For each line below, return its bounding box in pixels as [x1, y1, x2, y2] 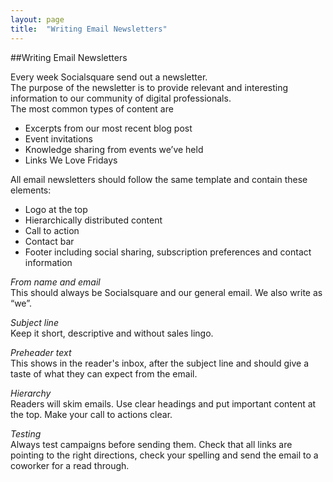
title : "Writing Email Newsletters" [10, 24, 168, 34]
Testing [10, 427, 42, 440]
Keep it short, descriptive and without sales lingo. [10, 327, 214, 339]
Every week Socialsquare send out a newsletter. [10, 71, 208, 83]
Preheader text [10, 346, 72, 358]
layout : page [10, 14, 65, 25]
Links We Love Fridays [24, 154, 118, 166]
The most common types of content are [10, 102, 174, 115]
